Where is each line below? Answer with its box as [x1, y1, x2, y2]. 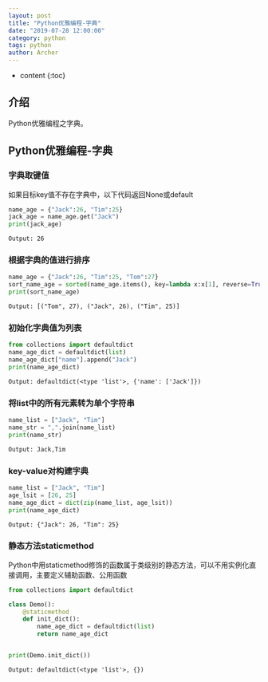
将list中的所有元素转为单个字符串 [8, 397, 136, 408]
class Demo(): [8, 600, 56, 609]
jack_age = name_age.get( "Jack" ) [8, 213, 120, 221]
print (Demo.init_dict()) [8, 652, 91, 660]
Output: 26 [8, 235, 45, 243]
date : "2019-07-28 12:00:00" [8, 26, 105, 34]
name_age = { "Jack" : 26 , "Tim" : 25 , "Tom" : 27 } [8, 273, 159, 282]
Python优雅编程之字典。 [8, 118, 88, 128]
